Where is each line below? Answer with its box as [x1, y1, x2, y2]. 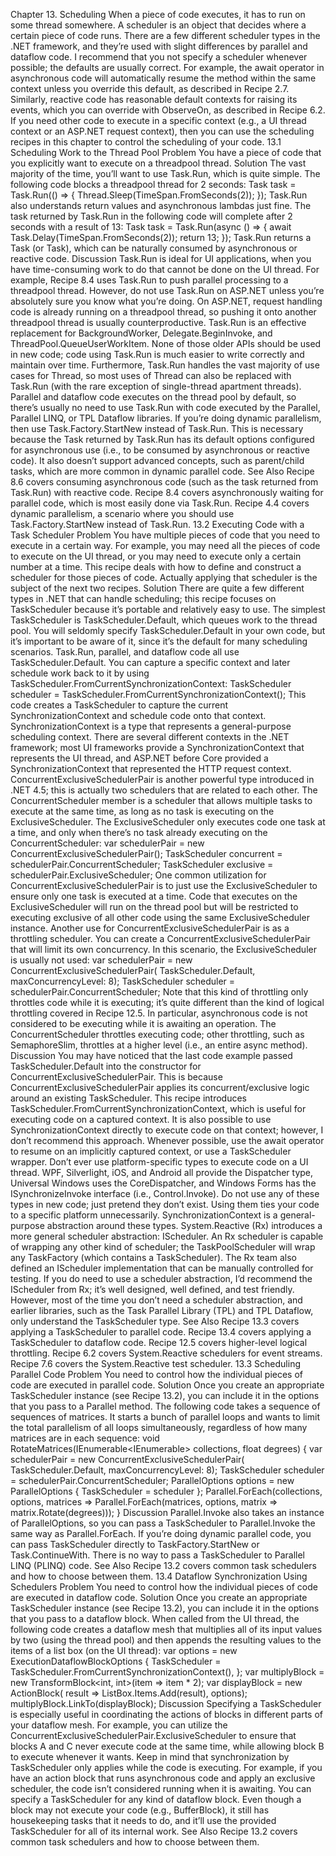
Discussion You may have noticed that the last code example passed [10, 1050, 293, 1061]
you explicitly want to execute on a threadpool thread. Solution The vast [10, 157, 307, 169]
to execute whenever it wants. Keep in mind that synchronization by [10, 1751, 290, 1763]
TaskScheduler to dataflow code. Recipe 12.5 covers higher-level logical [10, 1337, 308, 1348]
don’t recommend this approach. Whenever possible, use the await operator [10, 1135, 325, 1146]
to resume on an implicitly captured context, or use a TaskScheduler [10, 1145, 292, 1157]
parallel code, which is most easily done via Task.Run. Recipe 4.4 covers [10, 497, 310, 509]
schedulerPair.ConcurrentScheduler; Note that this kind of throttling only [10, 986, 309, 998]
